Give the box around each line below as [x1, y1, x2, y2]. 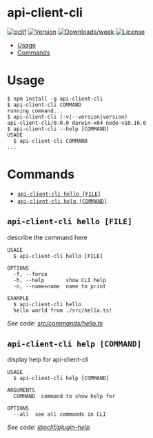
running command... [7, 107, 63, 115]
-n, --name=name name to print [13, 283, 107, 290]
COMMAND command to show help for [13, 393, 116, 400]
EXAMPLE [7, 295, 30, 301]
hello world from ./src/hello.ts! [13, 307, 112, 314]
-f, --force [13, 270, 48, 277]
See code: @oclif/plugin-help [7, 423, 90, 432]
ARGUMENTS [7, 387, 36, 394]
